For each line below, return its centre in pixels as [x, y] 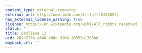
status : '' [17, 29]
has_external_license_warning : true [44, 19]
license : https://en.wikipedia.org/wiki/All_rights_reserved [71, 24]
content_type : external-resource [41, 10]
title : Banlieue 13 [26, 33]
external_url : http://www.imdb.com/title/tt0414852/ [62, 15]
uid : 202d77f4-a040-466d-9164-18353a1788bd [52, 38]
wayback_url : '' [22, 43]
